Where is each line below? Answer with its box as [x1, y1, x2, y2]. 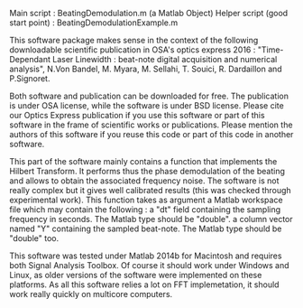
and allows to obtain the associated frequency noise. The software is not [9, 175, 280, 186]
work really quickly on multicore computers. [9, 289, 173, 299]
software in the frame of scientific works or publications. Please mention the [9, 119, 293, 130]
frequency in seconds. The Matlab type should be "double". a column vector [9, 214, 293, 224]
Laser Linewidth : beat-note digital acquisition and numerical [52, 54, 278, 64]
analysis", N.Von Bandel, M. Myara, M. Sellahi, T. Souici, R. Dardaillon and [9, 63, 282, 74]
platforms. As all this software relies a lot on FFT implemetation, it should [9, 279, 280, 290]
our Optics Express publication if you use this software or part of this [9, 110, 265, 120]
